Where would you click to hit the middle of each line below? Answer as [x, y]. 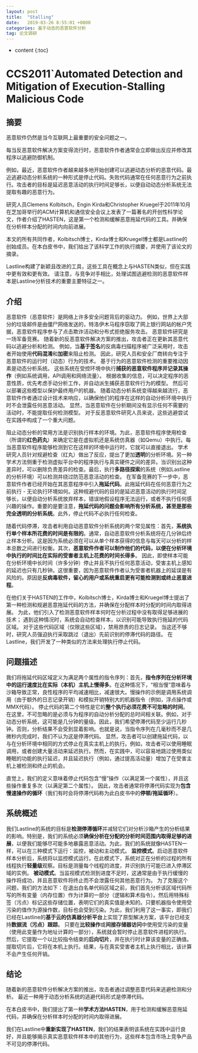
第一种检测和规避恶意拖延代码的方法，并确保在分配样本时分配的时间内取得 [96, 605]
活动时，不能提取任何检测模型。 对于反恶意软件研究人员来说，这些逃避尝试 [97, 412]
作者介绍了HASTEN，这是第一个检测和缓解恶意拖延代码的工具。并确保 [102, 219]
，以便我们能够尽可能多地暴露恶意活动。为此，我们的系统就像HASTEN [97, 843]
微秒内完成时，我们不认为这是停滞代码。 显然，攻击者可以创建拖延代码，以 [97, 736]
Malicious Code [45, 99]
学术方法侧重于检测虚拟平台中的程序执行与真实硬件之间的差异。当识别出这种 [99, 462]
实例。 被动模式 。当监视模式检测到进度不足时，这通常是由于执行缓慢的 [102, 873]
